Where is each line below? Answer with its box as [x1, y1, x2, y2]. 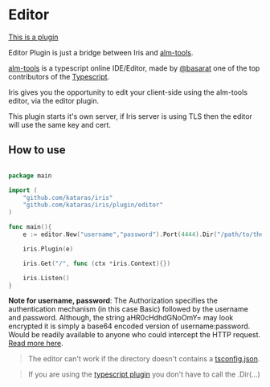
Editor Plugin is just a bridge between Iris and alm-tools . [8, 47, 194, 57]
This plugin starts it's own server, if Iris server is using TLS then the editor [8, 111, 253, 121]
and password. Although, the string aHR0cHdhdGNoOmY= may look [8, 313, 234, 323]
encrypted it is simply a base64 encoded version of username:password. [8, 321, 251, 331]
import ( [8, 186, 38, 194]
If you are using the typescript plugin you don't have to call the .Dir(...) [27, 369, 261, 379]
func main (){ [8, 223, 52, 231]
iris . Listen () [22, 274, 70, 282]
